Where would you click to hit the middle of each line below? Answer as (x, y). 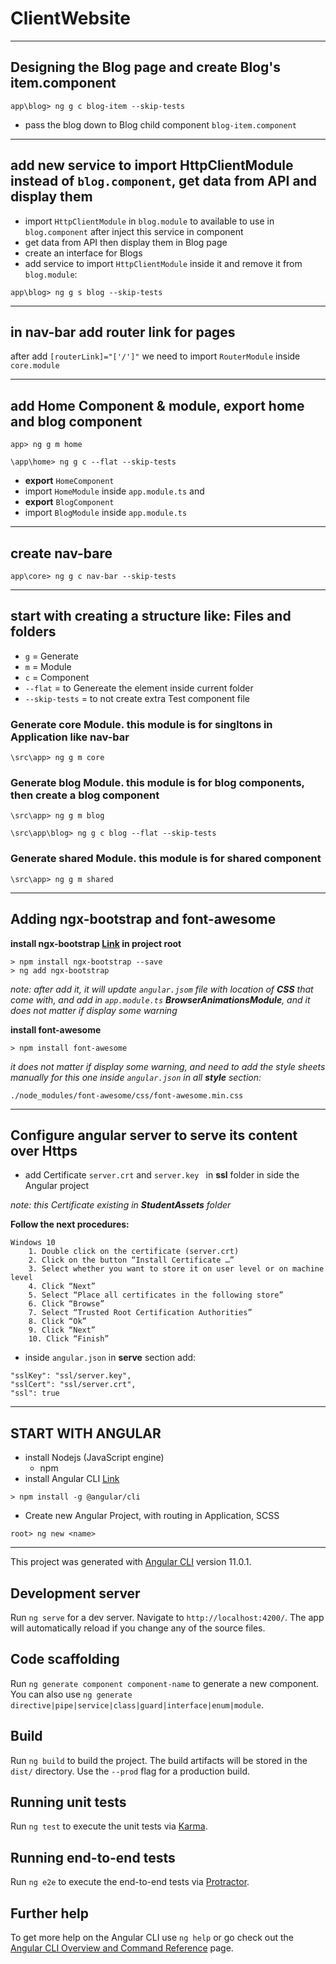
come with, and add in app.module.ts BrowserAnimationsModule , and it (160, 999)
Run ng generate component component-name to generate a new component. (165, 1683)
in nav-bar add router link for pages (123, 332)
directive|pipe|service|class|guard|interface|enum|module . (137, 1704)
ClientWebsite (71, 18)
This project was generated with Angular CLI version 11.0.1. (131, 1562)
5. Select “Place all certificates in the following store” (156, 1295)
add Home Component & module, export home (157, 405)
